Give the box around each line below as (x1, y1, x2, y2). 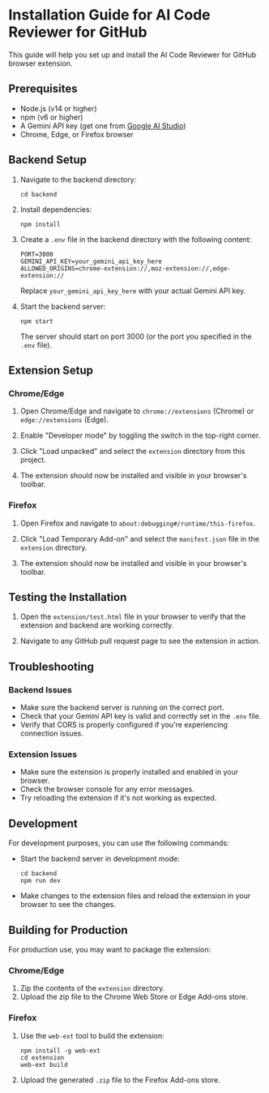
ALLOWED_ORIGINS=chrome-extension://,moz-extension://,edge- (19, 264, 232, 273)
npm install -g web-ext (19, 1046, 101, 1055)
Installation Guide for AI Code (8, 6, 211, 24)
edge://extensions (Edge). (19, 415, 109, 425)
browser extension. (8, 58, 73, 68)
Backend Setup (8, 153, 88, 167)
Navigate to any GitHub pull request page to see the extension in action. (19, 636, 261, 646)
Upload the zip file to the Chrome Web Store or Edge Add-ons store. (19, 992, 249, 1002)
